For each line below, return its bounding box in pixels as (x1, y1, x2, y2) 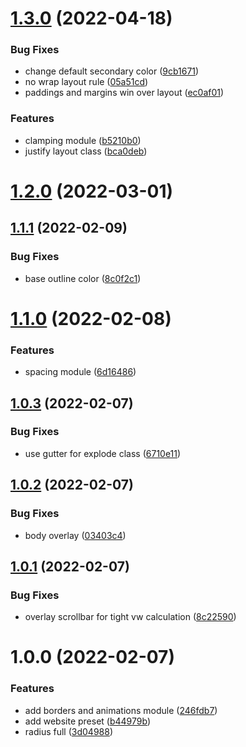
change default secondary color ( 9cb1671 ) (24, 65, 200, 77)
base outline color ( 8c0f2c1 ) (24, 272, 142, 284)
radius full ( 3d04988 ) (24, 725, 114, 737)
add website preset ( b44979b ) (24, 715, 152, 727)
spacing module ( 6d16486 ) (24, 366, 137, 378)
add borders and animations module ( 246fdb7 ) (24, 704, 218, 716)
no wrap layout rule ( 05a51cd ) (24, 76, 149, 88)
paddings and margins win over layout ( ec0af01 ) (24, 87, 225, 99)
